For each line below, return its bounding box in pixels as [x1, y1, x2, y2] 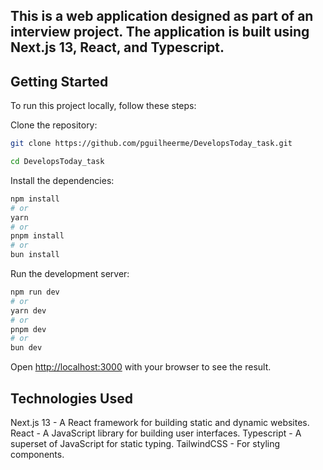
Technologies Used [10, 390, 133, 407]
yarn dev [10, 305, 47, 316]
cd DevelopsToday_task [10, 157, 105, 167]
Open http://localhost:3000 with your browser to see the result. [10, 361, 272, 373]
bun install [10, 250, 60, 260]
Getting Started [10, 73, 109, 90]
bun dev [10, 343, 43, 353]
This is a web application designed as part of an [10, 8, 314, 25]
